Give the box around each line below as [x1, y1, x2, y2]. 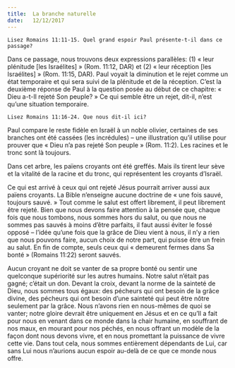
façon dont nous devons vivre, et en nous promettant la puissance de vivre [7, 331, 225, 340]
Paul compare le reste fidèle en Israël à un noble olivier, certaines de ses [7, 125, 219, 134]
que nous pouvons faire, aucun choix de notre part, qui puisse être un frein [7, 235, 226, 244]
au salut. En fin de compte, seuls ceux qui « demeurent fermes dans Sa [7, 243, 215, 251]
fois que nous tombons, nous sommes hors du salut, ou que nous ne [7, 213, 207, 221]
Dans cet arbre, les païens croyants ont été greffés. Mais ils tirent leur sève [7, 161, 225, 170]
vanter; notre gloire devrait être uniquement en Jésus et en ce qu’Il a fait [7, 309, 217, 317]
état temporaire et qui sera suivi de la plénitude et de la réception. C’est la [7, 77, 222, 85]
